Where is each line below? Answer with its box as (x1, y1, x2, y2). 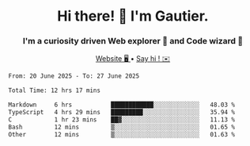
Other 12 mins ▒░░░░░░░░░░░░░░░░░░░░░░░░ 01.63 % (8, 130, 236, 138)
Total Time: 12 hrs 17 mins (8, 86, 101, 94)
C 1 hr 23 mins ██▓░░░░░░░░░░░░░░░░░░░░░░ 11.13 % (8, 115, 236, 124)
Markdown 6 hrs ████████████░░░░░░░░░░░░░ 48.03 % (8, 101, 236, 109)
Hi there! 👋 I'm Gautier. (57, 7, 209, 25)
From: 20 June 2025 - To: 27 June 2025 (8, 72, 140, 80)
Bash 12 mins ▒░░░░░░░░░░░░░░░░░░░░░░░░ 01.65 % (8, 123, 236, 131)
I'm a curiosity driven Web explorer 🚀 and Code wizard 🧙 (22, 36, 244, 47)
